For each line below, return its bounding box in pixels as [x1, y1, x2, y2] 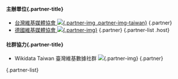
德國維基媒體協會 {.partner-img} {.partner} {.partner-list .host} [14, 27, 170, 34]
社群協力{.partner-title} [6, 41, 64, 48]
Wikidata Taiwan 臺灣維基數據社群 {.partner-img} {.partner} [14, 55, 163, 62]
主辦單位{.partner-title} [6, 5, 64, 12]
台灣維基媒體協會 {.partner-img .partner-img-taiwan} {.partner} [14, 19, 172, 26]
